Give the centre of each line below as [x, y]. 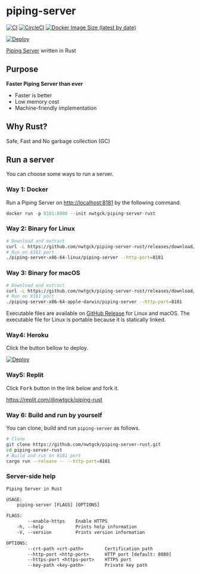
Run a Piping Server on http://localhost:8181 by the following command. [94, 202]
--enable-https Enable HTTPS [68, 522]
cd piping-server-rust [34, 450]
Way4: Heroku [27, 335]
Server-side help [31, 476]
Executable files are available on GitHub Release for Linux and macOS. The [98, 314]
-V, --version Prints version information [81, 532]
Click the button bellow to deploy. [47, 348]
